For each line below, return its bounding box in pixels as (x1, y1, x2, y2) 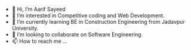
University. (11, 24, 39, 32)
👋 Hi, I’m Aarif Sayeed (11, 6, 66, 12)
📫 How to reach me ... (11, 37, 67, 45)
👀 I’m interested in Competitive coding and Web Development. (11, 12, 165, 19)
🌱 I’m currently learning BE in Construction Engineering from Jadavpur (11, 18, 185, 25)
